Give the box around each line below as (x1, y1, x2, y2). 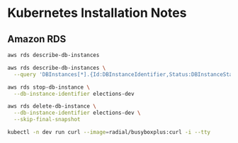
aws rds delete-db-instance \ (7, 103, 97, 110)
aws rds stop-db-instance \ (7, 83, 91, 91)
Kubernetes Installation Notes (7, 5, 187, 21)
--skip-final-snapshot (13, 116, 81, 123)
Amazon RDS (7, 33, 67, 45)
